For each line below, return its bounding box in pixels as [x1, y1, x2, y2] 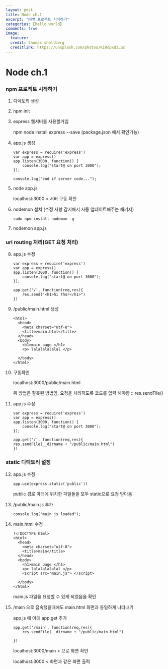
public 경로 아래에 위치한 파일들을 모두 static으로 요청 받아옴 [13, 491, 132, 497]
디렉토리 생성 [13, 98, 39, 104]
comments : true [6, 26, 38, 31]
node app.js [13, 185, 38, 192]
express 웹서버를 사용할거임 [13, 118, 69, 125]
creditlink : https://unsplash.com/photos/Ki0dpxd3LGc [10, 45, 125, 50]
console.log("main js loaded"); [13, 511, 81, 517]
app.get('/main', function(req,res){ [13, 625, 93, 630]
